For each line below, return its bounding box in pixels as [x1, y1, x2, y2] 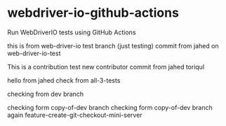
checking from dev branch [7, 90, 84, 98]
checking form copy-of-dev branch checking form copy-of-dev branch [7, 103, 213, 111]
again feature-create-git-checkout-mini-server [7, 111, 142, 119]
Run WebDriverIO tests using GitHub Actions [7, 28, 136, 36]
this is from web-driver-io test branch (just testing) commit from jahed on [7, 41, 219, 50]
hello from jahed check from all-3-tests [7, 76, 121, 85]
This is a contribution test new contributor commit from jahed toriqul [7, 62, 205, 71]
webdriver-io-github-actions [7, 5, 179, 21]
